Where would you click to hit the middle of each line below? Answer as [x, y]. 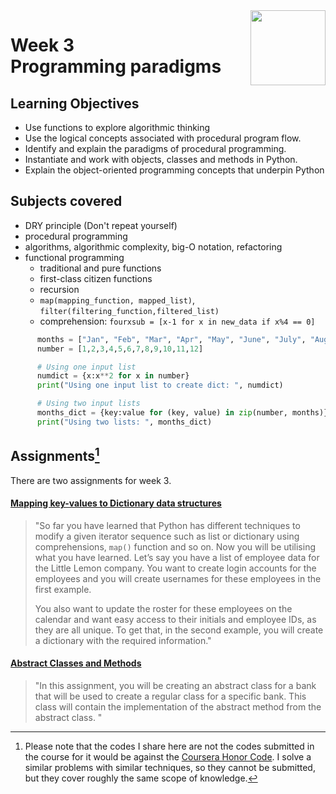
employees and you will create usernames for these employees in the [178, 578]
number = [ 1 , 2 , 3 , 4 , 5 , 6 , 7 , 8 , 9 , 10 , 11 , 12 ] [120, 349]
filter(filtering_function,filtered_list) [129, 311]
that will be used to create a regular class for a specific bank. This [170, 696]
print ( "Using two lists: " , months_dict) [124, 422]
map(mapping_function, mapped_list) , [117, 300]
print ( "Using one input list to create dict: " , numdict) [160, 385]
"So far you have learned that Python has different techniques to [167, 525]
